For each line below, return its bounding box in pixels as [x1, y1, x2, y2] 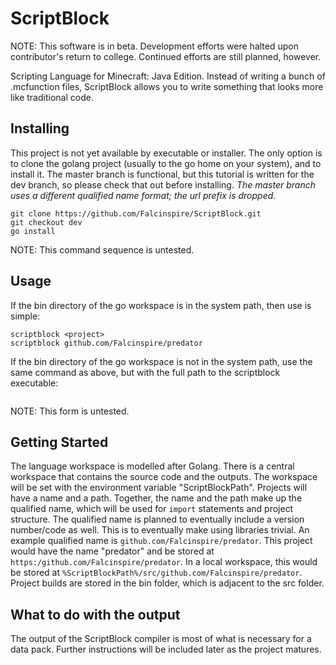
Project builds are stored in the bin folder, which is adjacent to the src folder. [10, 577, 325, 589]
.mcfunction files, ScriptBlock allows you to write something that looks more [10, 80, 324, 92]
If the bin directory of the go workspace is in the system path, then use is [10, 299, 312, 311]
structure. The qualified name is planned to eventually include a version [10, 513, 305, 526]
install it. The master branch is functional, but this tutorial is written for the [10, 168, 315, 180]
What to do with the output [10, 606, 181, 623]
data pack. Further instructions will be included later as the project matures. [10, 643, 322, 656]
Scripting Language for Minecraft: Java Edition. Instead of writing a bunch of [10, 70, 326, 82]
